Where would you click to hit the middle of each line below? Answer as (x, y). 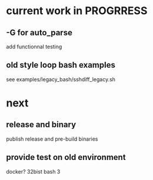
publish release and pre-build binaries (52, 139)
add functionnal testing (34, 46)
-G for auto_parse (39, 33)
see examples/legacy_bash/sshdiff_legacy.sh (61, 79)
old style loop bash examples (61, 65)
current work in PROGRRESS (77, 11)
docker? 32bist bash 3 (33, 171)
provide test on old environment (66, 157)
